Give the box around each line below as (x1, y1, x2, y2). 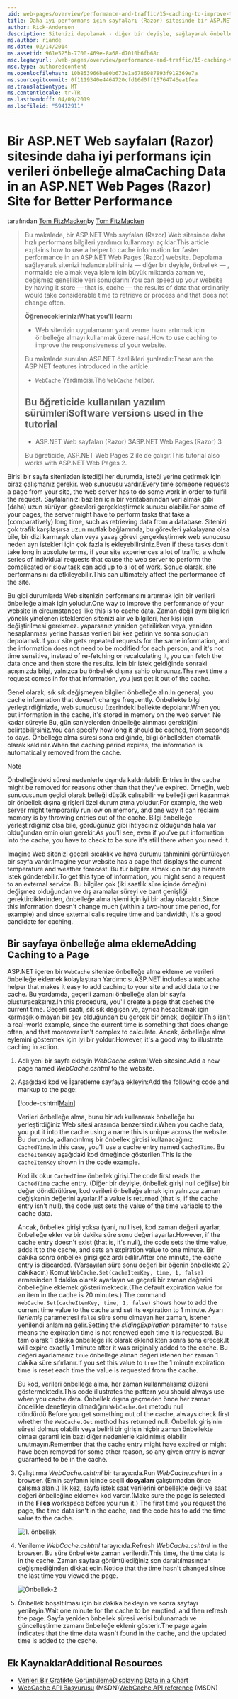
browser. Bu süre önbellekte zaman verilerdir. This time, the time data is (17, 1549, 225, 1557)
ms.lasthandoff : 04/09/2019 (7, 96, 91, 103)
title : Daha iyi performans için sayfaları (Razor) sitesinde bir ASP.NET (7, 17, 233, 24)
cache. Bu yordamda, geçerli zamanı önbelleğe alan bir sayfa (7, 990, 186, 999)
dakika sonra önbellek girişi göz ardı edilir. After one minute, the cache (17, 1253, 222, 1262)
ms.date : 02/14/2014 (7, 43, 69, 50)
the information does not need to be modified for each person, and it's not (7, 644, 225, 653)
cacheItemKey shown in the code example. (17, 1158, 140, 1166)
